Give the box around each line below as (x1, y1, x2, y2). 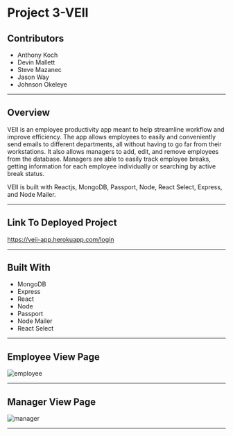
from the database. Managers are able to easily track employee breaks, (7, 155, 212, 163)
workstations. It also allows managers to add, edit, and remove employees (7, 147, 219, 155)
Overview (7, 107, 51, 119)
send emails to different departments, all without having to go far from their (7, 140, 222, 148)
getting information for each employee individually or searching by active (7, 162, 216, 171)
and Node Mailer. (7, 190, 57, 198)
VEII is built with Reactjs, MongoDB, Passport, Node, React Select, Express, (7, 182, 223, 191)
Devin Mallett (17, 58, 55, 67)
